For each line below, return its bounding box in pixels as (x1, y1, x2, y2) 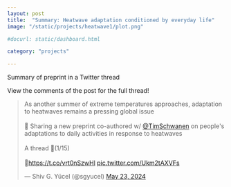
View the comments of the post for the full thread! (7, 87, 149, 95)
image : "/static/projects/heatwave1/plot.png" (7, 23, 144, 30)
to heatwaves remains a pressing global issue (24, 107, 154, 116)
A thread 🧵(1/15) (24, 144, 71, 152)
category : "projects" (7, 48, 70, 55)
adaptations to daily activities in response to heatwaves (24, 130, 183, 138)
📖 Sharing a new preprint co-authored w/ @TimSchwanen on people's (24, 122, 225, 130)
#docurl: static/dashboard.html (7, 35, 100, 42)
